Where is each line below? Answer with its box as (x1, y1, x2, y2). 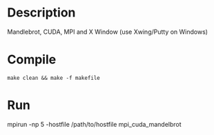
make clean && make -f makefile (7, 74, 100, 81)
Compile (7, 52, 57, 67)
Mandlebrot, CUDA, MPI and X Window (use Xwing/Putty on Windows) (7, 28, 208, 36)
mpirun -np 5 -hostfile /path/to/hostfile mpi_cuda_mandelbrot (7, 120, 182, 128)
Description (7, 5, 76, 21)
